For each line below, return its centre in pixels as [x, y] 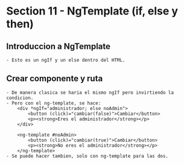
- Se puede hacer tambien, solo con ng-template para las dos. [87, 156]
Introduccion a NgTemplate [58, 46]
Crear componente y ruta [55, 79]
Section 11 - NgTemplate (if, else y [92, 11]
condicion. [20, 98]
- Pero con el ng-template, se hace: [54, 103]
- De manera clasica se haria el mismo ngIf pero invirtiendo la [90, 92]
